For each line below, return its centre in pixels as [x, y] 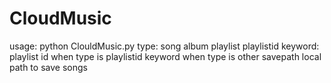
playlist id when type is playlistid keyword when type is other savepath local [165, 56]
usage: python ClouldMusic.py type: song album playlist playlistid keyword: [164, 46]
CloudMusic [60, 18]
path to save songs [48, 67]
